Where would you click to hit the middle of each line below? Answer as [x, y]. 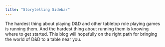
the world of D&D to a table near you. [43, 39]
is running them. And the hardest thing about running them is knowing [77, 29]
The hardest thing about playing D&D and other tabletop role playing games [83, 23]
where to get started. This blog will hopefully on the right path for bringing [81, 34]
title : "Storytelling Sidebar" [38, 10]
